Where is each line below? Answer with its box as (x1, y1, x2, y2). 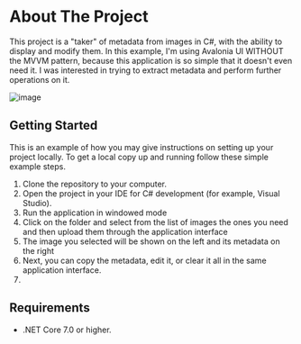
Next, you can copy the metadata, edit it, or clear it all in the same (22, 255, 268, 266)
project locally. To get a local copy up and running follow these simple (9, 151, 269, 162)
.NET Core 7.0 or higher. (22, 324, 112, 335)
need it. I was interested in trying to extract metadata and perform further (9, 65, 282, 76)
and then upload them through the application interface (22, 226, 228, 237)
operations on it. (9, 74, 70, 85)
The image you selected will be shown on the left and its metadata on (22, 236, 281, 247)
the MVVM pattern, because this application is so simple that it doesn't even (9, 55, 293, 66)
